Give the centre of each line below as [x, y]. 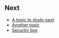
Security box [25, 30]
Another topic [26, 25]
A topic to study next [33, 19]
